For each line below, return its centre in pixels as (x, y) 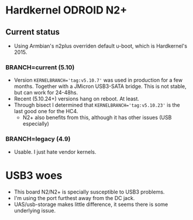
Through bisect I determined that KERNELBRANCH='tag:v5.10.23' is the (97, 105)
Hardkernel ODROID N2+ (66, 10)
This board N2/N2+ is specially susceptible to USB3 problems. (89, 192)
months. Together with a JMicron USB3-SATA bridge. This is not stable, (100, 86)
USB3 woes (34, 175)
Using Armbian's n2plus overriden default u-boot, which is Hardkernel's (101, 46)
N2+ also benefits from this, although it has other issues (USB (97, 117)
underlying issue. (35, 210)
